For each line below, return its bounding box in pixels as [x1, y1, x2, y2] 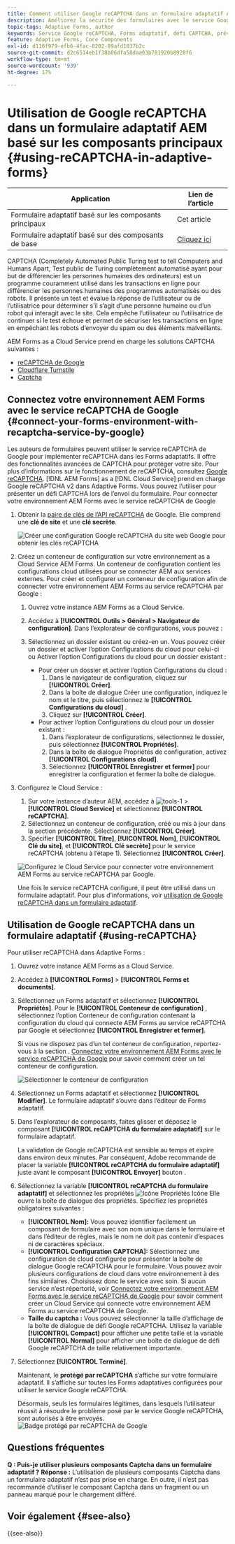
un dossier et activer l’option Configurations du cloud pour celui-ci [27, 645, 220, 654]
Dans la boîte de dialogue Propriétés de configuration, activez [48, 748, 227, 756]
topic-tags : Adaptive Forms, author [7, 23, 114, 30]
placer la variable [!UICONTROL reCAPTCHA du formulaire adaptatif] [17, 1161, 220, 1169]
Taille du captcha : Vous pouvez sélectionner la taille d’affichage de [27, 1314, 224, 1322]
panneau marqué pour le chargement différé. [7, 1490, 137, 1499]
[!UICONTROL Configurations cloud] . [48, 755, 159, 764]
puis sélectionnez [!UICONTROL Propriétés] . [48, 741, 179, 749]
